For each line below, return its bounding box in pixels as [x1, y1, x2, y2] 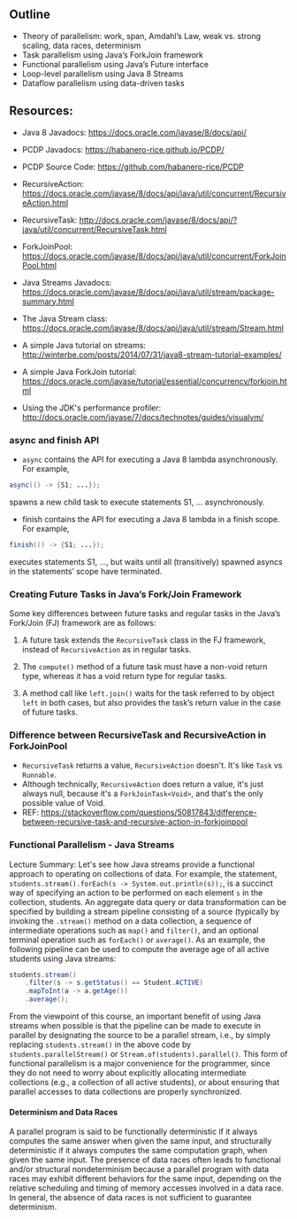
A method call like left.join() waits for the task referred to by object [21, 687, 275, 699]
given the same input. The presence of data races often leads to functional [9, 1154, 281, 1165]
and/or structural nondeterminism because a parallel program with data [9, 1164, 270, 1175]
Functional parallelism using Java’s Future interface [21, 59, 209, 69]
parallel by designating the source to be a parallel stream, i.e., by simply [9, 1030, 271, 1041]
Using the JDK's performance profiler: [21, 402, 162, 413]
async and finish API [9, 434, 100, 446]
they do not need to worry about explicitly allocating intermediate [9, 1067, 247, 1078]
